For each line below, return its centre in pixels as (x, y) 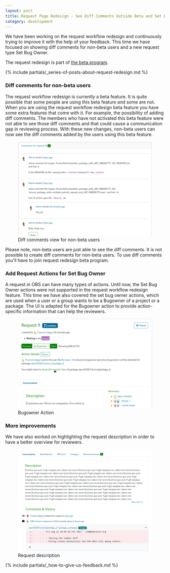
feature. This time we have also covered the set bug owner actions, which (82, 295)
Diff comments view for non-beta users (59, 240)
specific (14, 312)
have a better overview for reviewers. (44, 442)
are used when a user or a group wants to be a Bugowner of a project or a (82, 301)
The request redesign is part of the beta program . (57, 62)
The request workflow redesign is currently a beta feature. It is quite (76, 96)
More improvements (31, 426)
